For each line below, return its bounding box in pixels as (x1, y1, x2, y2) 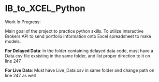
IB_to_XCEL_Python (5, 3, 86, 14)
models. (5, 38, 21, 44)
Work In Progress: (5, 19, 41, 25)
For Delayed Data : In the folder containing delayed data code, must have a (5, 48, 154, 54)
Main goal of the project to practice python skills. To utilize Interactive (5, 28, 144, 34)
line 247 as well (5, 72, 36, 78)
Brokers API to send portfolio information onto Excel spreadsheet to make (5, 33, 151, 39)
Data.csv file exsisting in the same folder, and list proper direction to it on (5, 53, 151, 58)
